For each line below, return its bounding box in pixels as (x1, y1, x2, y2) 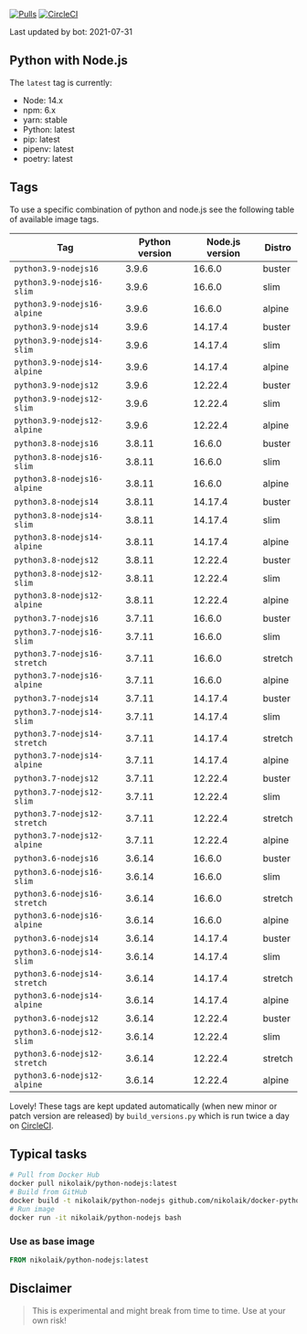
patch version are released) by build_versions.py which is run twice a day (9, 1110, 290, 1121)
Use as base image (9, 1234, 95, 1247)
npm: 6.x (22, 104, 57, 115)
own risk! (31, 1315, 67, 1326)
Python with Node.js (9, 53, 128, 69)
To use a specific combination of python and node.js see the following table (9, 204, 295, 215)
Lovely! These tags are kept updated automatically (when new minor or (9, 1100, 278, 1111)
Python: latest (22, 123, 76, 134)
